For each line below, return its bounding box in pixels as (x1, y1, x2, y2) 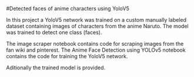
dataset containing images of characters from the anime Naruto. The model (6, 23, 189, 29)
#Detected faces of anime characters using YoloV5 (6, 5, 129, 12)
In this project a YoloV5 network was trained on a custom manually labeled (6, 16, 187, 23)
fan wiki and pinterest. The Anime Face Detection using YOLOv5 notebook (6, 46, 186, 53)
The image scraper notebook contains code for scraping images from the (6, 41, 184, 47)
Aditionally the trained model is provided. (6, 64, 106, 71)
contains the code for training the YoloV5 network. (6, 53, 128, 59)
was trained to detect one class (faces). (6, 29, 102, 36)
